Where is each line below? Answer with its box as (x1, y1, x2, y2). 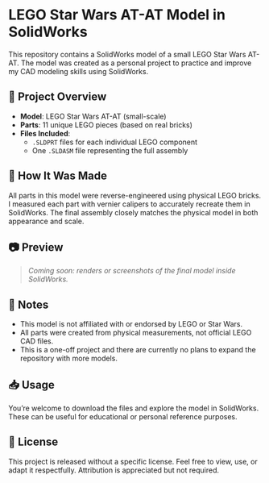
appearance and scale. (8, 216, 85, 226)
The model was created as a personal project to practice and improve (21, 58, 252, 68)
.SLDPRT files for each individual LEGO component (31, 137, 198, 147)
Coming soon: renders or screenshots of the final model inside (27, 266, 236, 276)
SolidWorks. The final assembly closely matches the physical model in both (8, 207, 259, 217)
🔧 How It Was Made (8, 169, 107, 183)
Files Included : (19, 128, 71, 138)
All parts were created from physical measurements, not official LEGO (19, 328, 252, 338)
